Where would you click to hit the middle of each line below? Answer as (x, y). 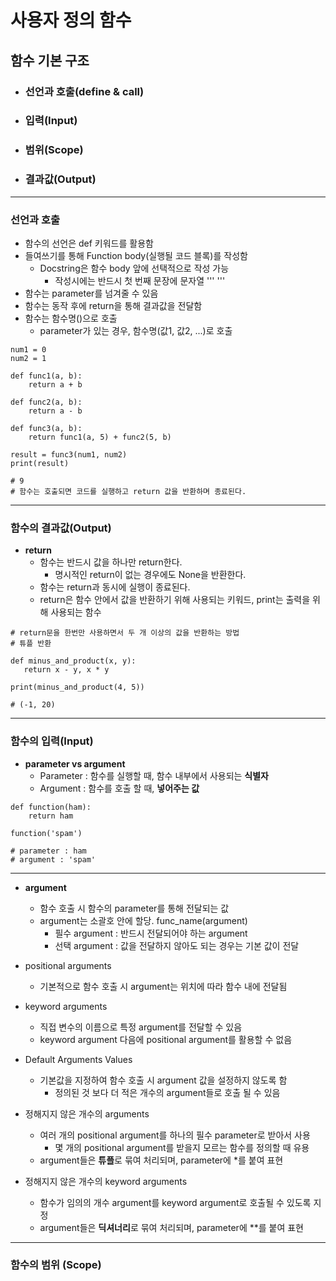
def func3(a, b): (46, 428)
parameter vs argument (75, 763)
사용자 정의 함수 (71, 20)
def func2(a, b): (46, 402)
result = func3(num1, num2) (69, 454)
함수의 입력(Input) (52, 741)
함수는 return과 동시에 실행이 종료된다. (115, 587)
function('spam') (46, 833)
